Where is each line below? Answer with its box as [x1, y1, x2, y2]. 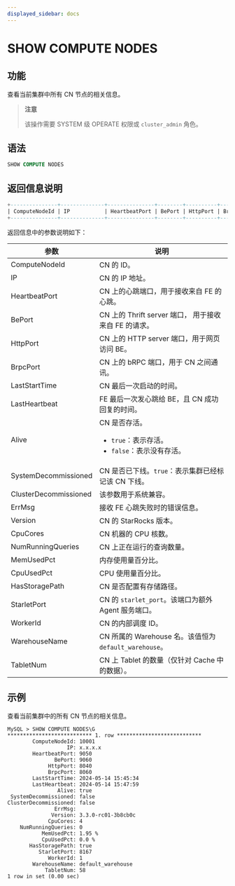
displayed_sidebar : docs [7, 10, 80, 18]
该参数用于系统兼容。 [99, 489, 170, 499]
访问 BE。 [99, 344, 131, 354]
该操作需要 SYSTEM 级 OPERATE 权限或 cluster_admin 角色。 [24, 120, 202, 128]
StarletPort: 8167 [38, 848, 92, 855]
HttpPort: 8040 [48, 762, 92, 770]
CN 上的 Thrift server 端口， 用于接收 [99, 310, 222, 320]
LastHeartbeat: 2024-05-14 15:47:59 [32, 781, 139, 788]
